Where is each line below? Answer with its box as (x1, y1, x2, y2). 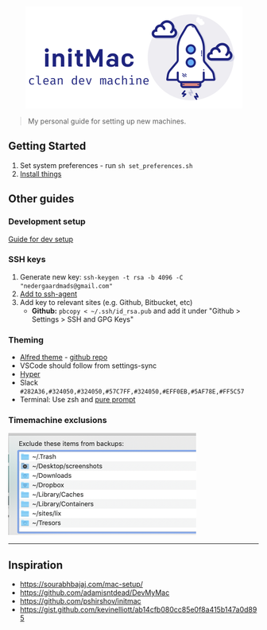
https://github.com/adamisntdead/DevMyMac (19, 588, 170, 597)
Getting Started (8, 139, 87, 153)
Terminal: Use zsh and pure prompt (19, 395, 136, 405)
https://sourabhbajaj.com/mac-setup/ (19, 580, 143, 589)
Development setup (8, 216, 86, 227)
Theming (8, 334, 44, 345)
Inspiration (8, 558, 64, 572)
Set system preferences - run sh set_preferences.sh (19, 160, 193, 170)
